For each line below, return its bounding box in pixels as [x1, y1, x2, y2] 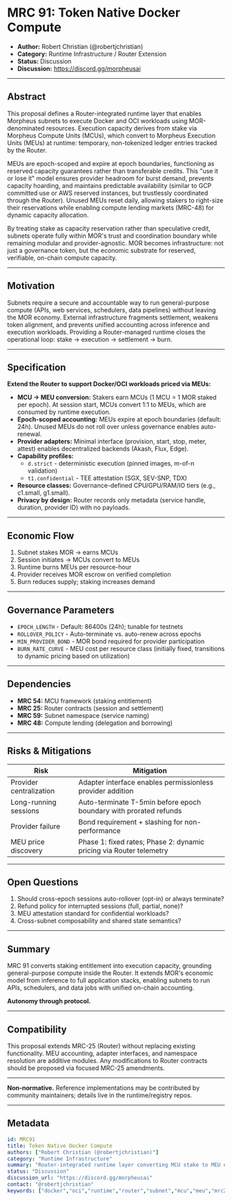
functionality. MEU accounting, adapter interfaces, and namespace [7, 1049, 198, 1058]
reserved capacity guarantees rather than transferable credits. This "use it [7, 167, 219, 175]
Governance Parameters [7, 604, 115, 616]
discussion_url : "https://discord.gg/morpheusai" [7, 1175, 153, 1182]
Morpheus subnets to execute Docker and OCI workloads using [7, 116, 188, 125]
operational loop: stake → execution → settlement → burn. [7, 335, 173, 343]
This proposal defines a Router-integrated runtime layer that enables [7, 109, 202, 117]
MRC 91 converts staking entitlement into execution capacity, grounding [7, 962, 212, 970]
